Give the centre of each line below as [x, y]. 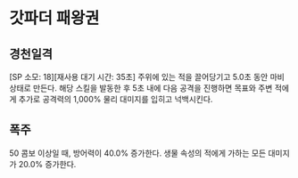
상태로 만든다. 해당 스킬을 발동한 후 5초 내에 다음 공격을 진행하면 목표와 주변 [141, 88]
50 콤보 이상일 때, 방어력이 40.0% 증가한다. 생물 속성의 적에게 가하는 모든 [138, 153]
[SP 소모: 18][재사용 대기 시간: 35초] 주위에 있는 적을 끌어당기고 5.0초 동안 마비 [147, 77]
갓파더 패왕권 [54, 18]
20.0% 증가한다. [47, 164]
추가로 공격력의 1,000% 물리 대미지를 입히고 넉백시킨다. [116, 99]
